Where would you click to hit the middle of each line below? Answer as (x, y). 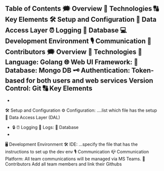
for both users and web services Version (90, 81)
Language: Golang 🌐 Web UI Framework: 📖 (72, 62)
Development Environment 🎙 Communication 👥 (78, 41)
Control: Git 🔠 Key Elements (49, 88)
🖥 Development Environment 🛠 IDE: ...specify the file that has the (71, 144)
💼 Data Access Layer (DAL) (33, 117)
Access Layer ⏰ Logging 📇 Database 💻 (66, 30)
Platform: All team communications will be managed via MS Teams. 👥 (75, 159)
